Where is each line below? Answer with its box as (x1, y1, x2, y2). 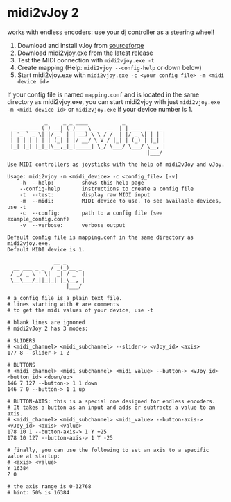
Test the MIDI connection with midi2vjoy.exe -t (17, 56, 155, 64)
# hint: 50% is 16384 (7, 489, 70, 496)
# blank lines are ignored (7, 319, 85, 326)
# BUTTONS (7, 361, 36, 369)
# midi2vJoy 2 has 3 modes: (7, 325, 89, 332)
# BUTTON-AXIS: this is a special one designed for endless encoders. (7, 398, 216, 405)
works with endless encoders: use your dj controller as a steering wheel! (7, 28, 215, 36)
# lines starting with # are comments (7, 301, 119, 308)
